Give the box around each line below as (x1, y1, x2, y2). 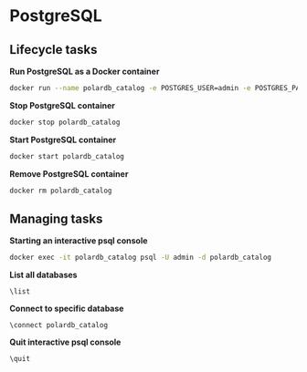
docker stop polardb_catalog (9, 118, 121, 127)
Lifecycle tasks (9, 42, 98, 57)
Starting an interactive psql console (9, 235, 148, 246)
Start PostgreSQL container (9, 134, 117, 145)
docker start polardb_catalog (9, 151, 125, 160)
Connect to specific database (9, 303, 124, 315)
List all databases (9, 270, 78, 281)
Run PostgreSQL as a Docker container (9, 66, 160, 77)
